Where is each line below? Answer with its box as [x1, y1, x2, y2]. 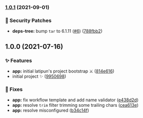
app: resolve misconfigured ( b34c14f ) [12, 107, 89, 114]
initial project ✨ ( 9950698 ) [12, 73, 66, 79]
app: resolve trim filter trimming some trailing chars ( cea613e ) [12, 102, 139, 108]
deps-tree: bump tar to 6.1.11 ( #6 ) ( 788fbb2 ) [12, 28, 103, 34]
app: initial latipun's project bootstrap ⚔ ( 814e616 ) [12, 68, 114, 74]
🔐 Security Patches [5, 17, 52, 24]
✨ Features [5, 57, 32, 64]
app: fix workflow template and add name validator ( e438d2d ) [12, 97, 139, 103]
